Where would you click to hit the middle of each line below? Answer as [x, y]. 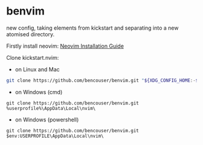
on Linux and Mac [37, 69]
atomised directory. [31, 34]
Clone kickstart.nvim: [33, 57]
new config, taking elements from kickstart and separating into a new [92, 28]
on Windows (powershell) [47, 120]
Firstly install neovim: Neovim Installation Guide [65, 46]
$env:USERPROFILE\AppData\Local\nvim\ [55, 136]
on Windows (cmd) [39, 92]
